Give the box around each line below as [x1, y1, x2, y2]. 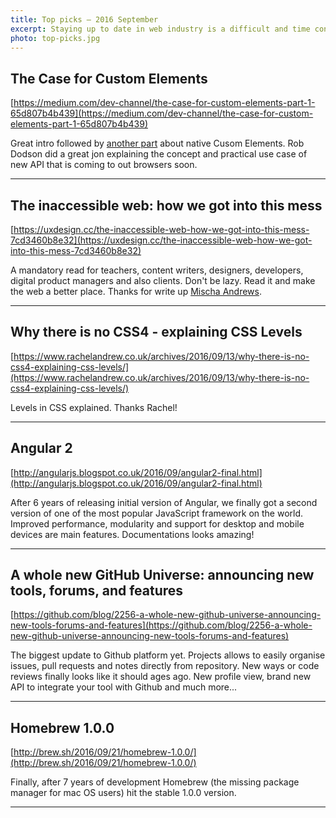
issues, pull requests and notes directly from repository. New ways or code [10, 660, 320, 672]
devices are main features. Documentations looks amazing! [10, 528, 255, 540]
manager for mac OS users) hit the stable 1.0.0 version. [10, 787, 237, 799]
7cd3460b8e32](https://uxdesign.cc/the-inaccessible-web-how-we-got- [10, 234, 313, 246]
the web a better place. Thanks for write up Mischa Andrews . [10, 286, 262, 297]
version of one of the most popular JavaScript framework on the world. [10, 507, 304, 519]
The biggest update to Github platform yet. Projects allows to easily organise [10, 649, 326, 661]
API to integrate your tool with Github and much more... [10, 681, 238, 693]
